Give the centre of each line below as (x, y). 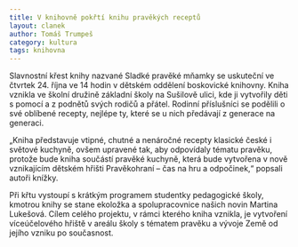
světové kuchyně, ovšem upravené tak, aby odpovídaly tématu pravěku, (141, 150)
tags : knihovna (37, 51)
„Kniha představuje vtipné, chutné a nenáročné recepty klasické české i (141, 140)
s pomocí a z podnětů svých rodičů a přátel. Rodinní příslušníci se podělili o (147, 104)
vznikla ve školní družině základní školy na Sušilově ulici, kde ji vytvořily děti (149, 95)
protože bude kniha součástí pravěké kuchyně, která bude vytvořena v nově (149, 159)
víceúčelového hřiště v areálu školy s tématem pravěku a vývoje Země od (144, 224)
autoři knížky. (34, 178)
